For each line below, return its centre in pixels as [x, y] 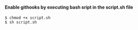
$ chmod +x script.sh [28, 18]
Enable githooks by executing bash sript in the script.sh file [69, 7]
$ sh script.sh [21, 22]
